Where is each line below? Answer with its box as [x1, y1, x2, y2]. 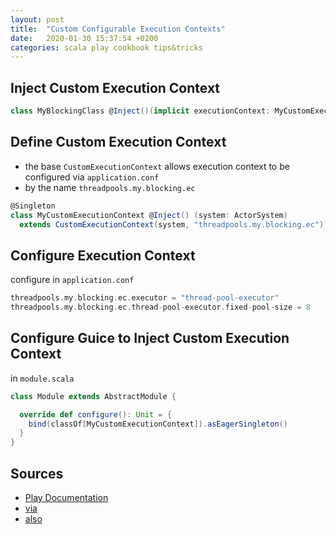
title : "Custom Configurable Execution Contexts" [10, 24, 226, 34]
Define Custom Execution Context [10, 134, 227, 151]
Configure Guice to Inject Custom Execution [10, 330, 290, 347]
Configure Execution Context [10, 247, 196, 264]
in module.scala [10, 372, 75, 384]
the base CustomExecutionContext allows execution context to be [24, 160, 290, 172]
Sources [10, 465, 64, 482]
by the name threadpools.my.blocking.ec [24, 181, 196, 193]
